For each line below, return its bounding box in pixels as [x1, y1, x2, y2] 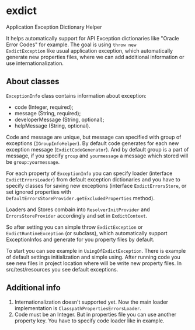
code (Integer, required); [14, 104, 74, 111]
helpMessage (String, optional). [14, 122, 90, 129]
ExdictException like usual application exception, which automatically [6, 47, 173, 54]
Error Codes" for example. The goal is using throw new [6, 41, 137, 48]
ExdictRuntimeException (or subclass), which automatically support [6, 229, 168, 236]
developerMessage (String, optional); [14, 116, 105, 123]
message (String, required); [14, 109, 81, 116]
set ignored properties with [6, 188, 71, 195]
